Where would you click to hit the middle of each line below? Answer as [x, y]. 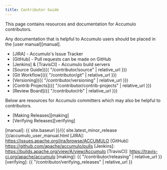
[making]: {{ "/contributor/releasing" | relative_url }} [109, 157]
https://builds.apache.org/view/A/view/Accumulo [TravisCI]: [67, 151]
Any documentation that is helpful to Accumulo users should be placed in [81, 39]
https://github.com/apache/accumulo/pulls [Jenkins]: [60, 146]
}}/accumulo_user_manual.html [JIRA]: [45, 135]
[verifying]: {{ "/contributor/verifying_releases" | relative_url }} [69, 162]
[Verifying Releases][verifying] [44, 120]
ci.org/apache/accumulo [30, 157]
